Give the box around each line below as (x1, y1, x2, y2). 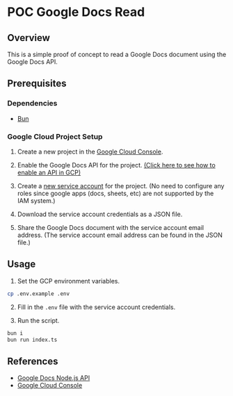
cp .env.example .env (7, 290, 70, 297)
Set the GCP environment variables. (17, 277, 120, 285)
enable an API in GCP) (17, 168, 81, 176)
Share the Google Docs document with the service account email (17, 223, 204, 231)
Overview (7, 32, 51, 44)
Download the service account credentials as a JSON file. (17, 210, 183, 218)
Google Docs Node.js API (17, 374, 90, 382)
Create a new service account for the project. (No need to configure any (17, 181, 225, 190)
